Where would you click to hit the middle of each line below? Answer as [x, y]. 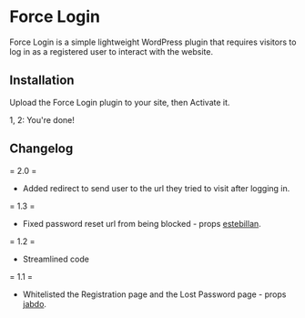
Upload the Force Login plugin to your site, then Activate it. [120, 102]
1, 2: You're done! [42, 119]
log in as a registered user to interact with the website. [112, 51]
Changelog [41, 149]
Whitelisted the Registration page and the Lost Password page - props [154, 294]
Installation [42, 81]
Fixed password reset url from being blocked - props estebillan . [142, 223]
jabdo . [35, 303]
